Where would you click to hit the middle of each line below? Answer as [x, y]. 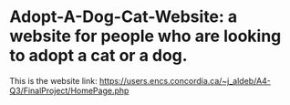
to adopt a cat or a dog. [99, 56]
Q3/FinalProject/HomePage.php [69, 90]
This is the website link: [53, 80]
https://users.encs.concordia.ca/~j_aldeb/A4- [185, 80]
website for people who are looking [145, 36]
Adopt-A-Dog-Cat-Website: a [124, 17]
